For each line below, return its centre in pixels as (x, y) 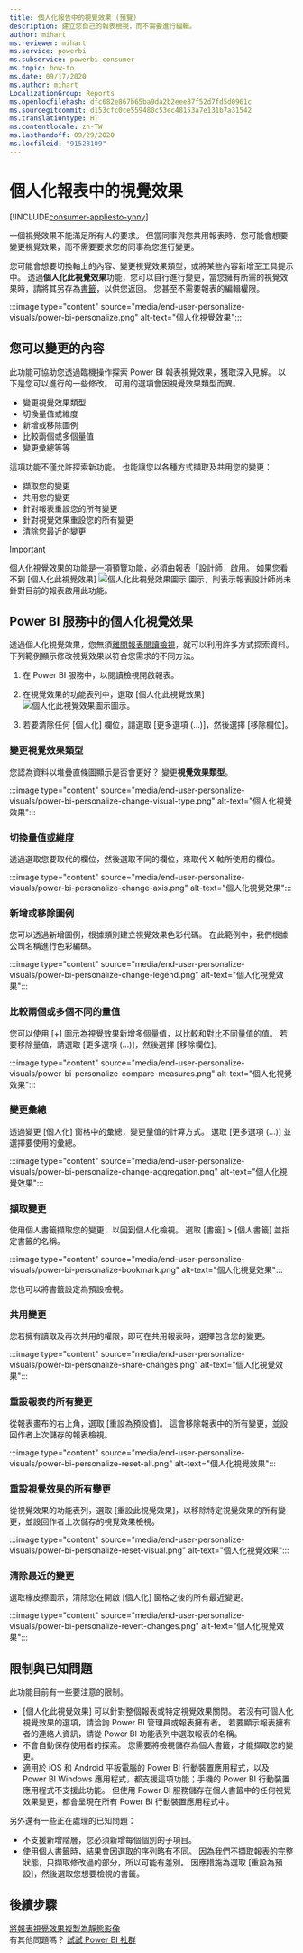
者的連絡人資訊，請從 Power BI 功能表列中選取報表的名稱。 (132, 1734)
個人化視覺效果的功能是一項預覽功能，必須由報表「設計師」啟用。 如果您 (145, 567)
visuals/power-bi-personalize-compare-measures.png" (112, 1073)
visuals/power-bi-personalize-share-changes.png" (104, 1365)
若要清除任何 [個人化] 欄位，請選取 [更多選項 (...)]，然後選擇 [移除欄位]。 (157, 725)
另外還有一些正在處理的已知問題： (73, 1821)
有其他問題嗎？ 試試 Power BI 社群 (73, 1939)
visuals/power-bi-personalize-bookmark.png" (95, 1270)
